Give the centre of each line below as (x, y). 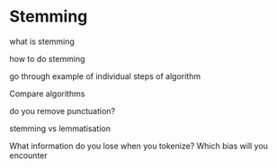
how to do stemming (47, 58)
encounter (28, 155)
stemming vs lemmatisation (60, 128)
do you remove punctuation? (63, 111)
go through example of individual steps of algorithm (105, 76)
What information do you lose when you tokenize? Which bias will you (138, 146)
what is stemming (42, 41)
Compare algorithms (47, 93)
